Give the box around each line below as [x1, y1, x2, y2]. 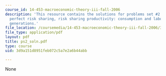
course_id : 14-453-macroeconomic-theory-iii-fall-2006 [5, 7, 121, 12]
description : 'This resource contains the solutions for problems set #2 [5, 12, 161, 17]
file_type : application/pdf [5, 30, 63, 35]
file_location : [5, 25, 37, 30]
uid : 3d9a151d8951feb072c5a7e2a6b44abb [5, 48, 87, 53]
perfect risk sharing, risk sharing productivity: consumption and [9, 16, 152, 21]
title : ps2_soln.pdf [5, 39, 48, 44]
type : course [5, 44, 32, 49]
